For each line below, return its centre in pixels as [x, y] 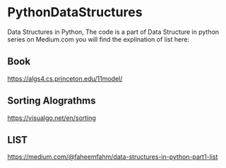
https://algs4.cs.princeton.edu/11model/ [65, 78]
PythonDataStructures [75, 12]
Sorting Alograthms [52, 101]
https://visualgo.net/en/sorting [52, 118]
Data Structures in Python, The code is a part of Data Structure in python [113, 32]
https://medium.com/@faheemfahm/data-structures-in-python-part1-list [113, 157]
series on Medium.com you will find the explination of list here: [98, 39]
